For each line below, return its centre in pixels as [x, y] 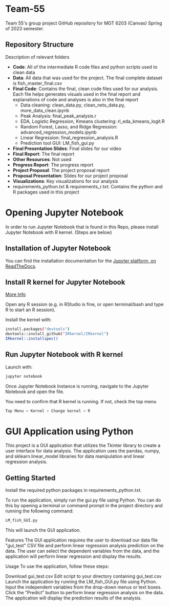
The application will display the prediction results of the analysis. [73, 598]
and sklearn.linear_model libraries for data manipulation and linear [75, 457]
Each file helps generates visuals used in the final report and [77, 94]
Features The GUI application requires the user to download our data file [81, 540]
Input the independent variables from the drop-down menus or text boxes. [84, 587]
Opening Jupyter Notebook [65, 212]
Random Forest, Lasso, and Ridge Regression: [69, 126]
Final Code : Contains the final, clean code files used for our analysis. [86, 89]
